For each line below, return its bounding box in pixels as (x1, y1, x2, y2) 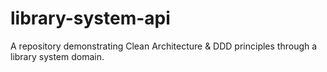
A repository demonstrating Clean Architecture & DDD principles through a (10, 40, 318, 52)
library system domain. (10, 50, 105, 62)
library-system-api (10, 7, 171, 30)
